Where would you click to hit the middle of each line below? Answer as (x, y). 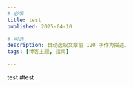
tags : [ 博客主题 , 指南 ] (38, 52)
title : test (24, 20)
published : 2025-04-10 (40, 26)
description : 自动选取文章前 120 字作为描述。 (68, 46)
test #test (21, 77)
